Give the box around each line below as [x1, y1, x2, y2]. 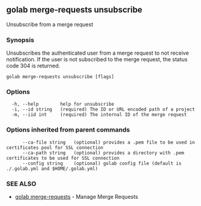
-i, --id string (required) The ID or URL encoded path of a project [11, 106, 196, 113]
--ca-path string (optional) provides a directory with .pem [22, 150, 185, 156]
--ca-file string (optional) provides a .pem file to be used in [22, 139, 196, 145]
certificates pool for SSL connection [6, 144, 104, 151]
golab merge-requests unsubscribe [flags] [6, 74, 114, 80]
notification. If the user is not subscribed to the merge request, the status [6, 56, 188, 63]
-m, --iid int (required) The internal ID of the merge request [11, 112, 187, 118]
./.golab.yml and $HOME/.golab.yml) [6, 165, 98, 172]
